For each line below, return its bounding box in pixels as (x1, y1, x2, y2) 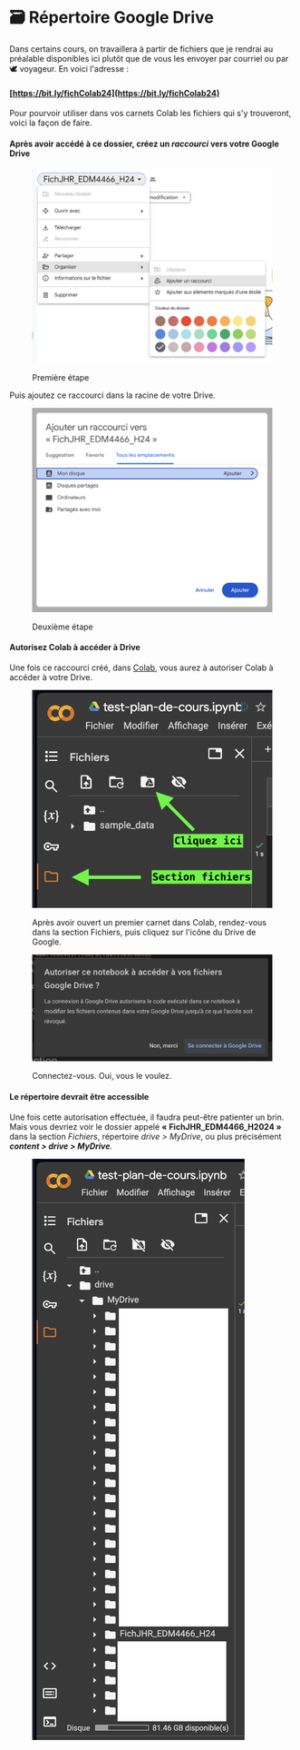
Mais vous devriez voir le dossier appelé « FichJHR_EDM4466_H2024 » (9, 1121, 282, 1132)
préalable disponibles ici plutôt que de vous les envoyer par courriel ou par (9, 53, 289, 64)
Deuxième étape (32, 621, 93, 632)
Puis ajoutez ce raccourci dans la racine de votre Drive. (9, 390, 216, 400)
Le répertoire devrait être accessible (9, 1092, 150, 1102)
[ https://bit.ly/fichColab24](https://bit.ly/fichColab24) (9, 87, 220, 98)
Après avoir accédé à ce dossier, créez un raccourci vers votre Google (9, 138, 279, 149)
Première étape (32, 371, 90, 382)
